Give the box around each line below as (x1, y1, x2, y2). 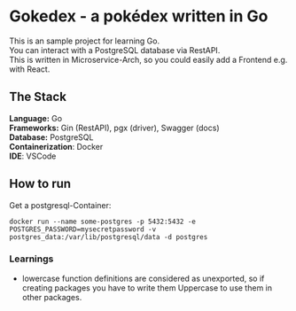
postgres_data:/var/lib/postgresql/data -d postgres (9, 232, 208, 241)
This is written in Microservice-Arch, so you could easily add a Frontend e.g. (9, 54, 288, 65)
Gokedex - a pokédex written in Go (9, 6, 269, 27)
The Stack (9, 89, 66, 105)
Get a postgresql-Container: (9, 199, 112, 210)
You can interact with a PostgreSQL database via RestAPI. (9, 44, 221, 55)
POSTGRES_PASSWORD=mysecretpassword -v (9, 224, 157, 234)
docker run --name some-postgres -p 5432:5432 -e (9, 217, 197, 226)
